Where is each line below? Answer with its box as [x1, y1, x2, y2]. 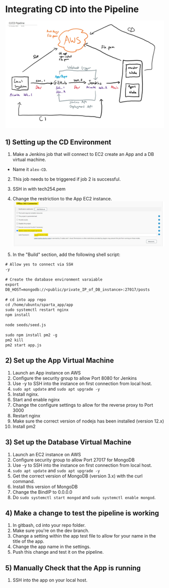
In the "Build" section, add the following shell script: [12, 251, 121, 257]
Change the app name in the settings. [12, 544, 91, 550]
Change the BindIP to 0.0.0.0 [12, 489, 73, 495]
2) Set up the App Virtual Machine [5, 356, 115, 365]
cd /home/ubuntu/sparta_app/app [5, 302, 73, 307]
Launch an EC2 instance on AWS [12, 451, 81, 457]
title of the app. [12, 539, 44, 545]
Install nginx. [12, 391, 39, 397]
